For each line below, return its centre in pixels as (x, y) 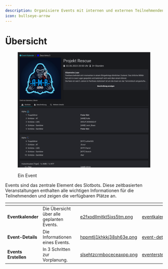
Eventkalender (23, 216)
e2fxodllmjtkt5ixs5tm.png (106, 216)
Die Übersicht (56, 209)
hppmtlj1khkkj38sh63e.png (108, 237)
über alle (51, 214)
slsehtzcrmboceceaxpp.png (109, 254)
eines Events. (56, 242)
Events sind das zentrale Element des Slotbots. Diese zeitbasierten (74, 185)
